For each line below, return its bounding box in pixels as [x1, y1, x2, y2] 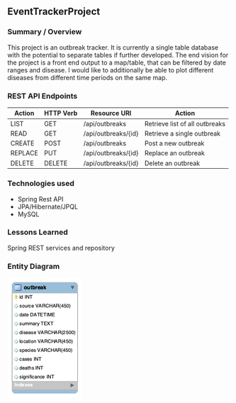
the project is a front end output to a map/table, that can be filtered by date [7, 58, 227, 67]
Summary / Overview [7, 27, 82, 37]
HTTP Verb [44, 109, 78, 118]
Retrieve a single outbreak [144, 129, 221, 138]
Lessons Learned [7, 227, 69, 237]
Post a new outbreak [144, 139, 205, 148]
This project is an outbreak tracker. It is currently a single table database [7, 43, 218, 52]
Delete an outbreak [144, 159, 201, 167]
